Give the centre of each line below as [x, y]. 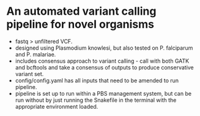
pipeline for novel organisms [80, 24]
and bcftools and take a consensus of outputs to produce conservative [104, 67]
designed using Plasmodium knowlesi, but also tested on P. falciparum [104, 48]
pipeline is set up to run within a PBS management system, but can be [103, 93]
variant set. [29, 74]
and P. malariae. [35, 54]
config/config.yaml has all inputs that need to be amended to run [97, 80]
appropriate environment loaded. [57, 106]
